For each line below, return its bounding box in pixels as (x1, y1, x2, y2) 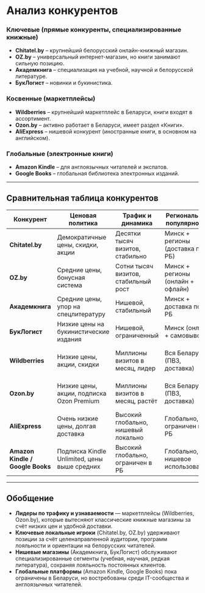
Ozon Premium (57, 397, 99, 405)
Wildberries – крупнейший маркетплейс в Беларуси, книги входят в (15, 108, 193, 116)
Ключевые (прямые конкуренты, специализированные (6, 26, 182, 34)
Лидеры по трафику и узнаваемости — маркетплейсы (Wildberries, (15, 510, 195, 517)
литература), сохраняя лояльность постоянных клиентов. (15, 561, 167, 569)
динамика (121, 219, 153, 227)
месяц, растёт (115, 397, 157, 405)
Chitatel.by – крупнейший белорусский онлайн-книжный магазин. (15, 47, 189, 54)
